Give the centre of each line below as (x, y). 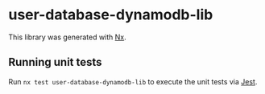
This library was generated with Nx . (67, 37)
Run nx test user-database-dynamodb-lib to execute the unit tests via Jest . (133, 81)
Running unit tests (55, 62)
